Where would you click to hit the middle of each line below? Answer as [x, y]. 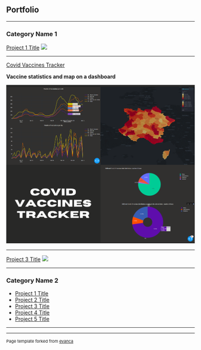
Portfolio [23, 10]
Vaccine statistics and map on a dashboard [61, 77]
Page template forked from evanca [40, 342]
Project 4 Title [32, 313]
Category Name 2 [32, 280]
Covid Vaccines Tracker [36, 65]
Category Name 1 [32, 34]
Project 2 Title [32, 300]
